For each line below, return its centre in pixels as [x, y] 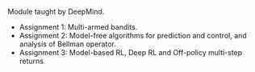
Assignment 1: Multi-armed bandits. [78, 27]
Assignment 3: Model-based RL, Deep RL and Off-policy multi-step [131, 52]
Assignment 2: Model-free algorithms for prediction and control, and [133, 36]
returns [31, 61]
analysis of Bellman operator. [67, 44]
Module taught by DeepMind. [56, 12]
